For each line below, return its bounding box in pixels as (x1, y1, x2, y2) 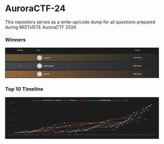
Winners (5, 36, 26, 43)
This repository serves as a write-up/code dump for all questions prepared (5, 19, 155, 25)
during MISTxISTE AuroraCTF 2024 (5, 24, 77, 30)
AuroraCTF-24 (5, 3, 66, 14)
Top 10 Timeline (5, 86, 43, 92)
